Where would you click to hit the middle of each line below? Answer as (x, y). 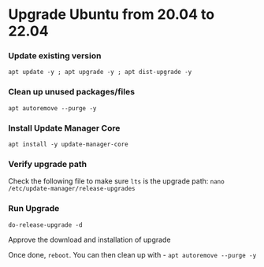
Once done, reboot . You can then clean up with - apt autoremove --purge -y (132, 254)
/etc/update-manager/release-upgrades (72, 189)
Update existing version (55, 56)
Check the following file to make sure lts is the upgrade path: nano (116, 181)
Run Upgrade (34, 209)
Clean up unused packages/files (72, 92)
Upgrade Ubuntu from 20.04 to (112, 15)
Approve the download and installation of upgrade (89, 239)
